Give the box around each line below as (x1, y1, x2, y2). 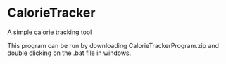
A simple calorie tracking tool (7, 28, 92, 36)
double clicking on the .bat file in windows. (7, 49, 132, 57)
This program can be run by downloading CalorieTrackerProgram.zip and (7, 41, 220, 49)
